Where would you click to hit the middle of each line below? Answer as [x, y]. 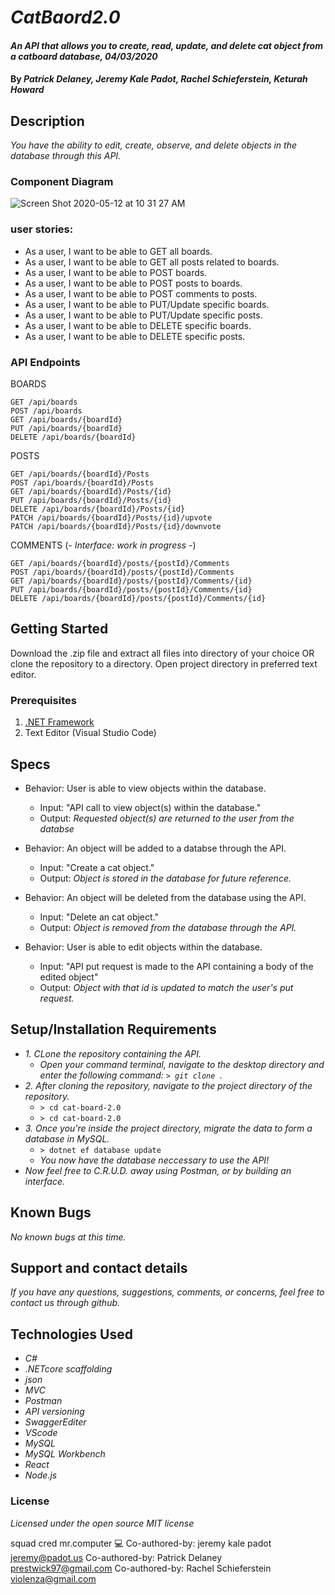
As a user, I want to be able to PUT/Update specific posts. [143, 315]
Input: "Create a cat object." [97, 867]
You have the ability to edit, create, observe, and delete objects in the [154, 145]
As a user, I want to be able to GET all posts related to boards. [152, 262]
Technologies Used [71, 1334]
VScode [41, 1433]
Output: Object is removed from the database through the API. [168, 927]
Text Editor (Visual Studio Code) [90, 733]
